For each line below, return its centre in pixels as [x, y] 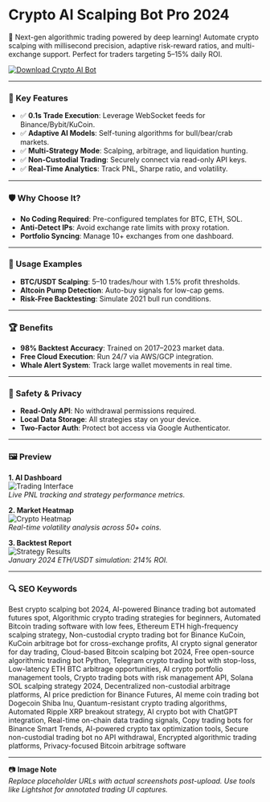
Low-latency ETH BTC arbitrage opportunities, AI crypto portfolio [116, 669]
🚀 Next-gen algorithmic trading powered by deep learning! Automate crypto [134, 37]
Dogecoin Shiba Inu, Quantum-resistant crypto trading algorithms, [118, 703]
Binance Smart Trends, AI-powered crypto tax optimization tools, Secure [129, 729]
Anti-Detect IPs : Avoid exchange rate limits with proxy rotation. [125, 227]
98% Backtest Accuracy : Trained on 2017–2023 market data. [122, 348]
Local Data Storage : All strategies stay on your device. [110, 419]
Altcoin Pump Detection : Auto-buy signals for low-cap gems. [122, 290]
